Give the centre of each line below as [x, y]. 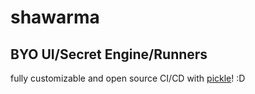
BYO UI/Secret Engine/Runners [109, 54]
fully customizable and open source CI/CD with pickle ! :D [128, 78]
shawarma [55, 17]
